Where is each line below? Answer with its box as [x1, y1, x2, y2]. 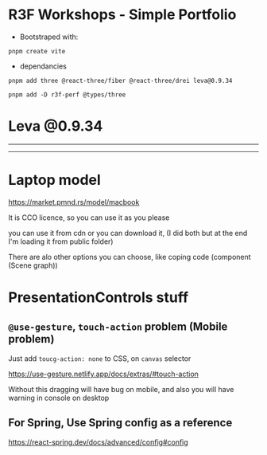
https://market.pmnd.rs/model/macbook [8, 197, 140, 206]
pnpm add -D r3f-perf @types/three [8, 90, 126, 99]
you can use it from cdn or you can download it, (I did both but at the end [8, 228, 248, 237]
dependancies [19, 61, 68, 71]
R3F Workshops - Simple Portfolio [8, 6, 237, 24]
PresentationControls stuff [8, 288, 189, 306]
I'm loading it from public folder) [8, 237, 114, 246]
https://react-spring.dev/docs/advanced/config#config [8, 437, 188, 447]
